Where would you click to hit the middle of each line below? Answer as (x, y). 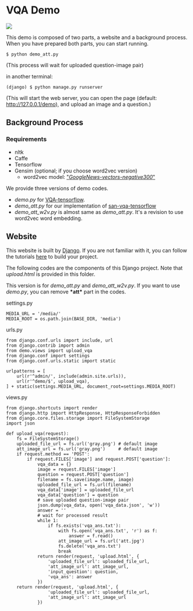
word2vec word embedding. (48, 218)
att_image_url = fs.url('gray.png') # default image (87, 449)
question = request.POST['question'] (83, 475)
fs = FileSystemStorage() (48, 439)
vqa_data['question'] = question (78, 495)
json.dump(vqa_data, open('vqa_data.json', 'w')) (99, 505)
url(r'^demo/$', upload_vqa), (53, 382)
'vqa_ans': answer (70, 577)
